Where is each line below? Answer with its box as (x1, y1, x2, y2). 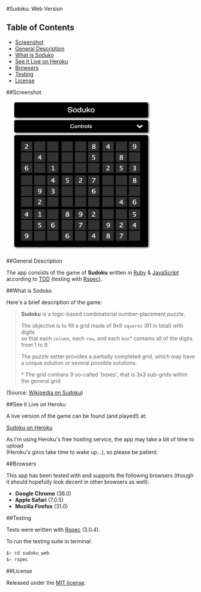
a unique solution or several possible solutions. (20, 359, 137, 366)
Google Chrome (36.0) (14, 490, 72, 497)
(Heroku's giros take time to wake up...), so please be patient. (6, 448, 158, 455)
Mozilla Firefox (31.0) (14, 502, 68, 509)
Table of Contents (6, 22, 75, 33)
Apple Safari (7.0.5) (14, 496, 64, 503)
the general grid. (20, 377, 62, 384)
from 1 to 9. (20, 341, 49, 348)
